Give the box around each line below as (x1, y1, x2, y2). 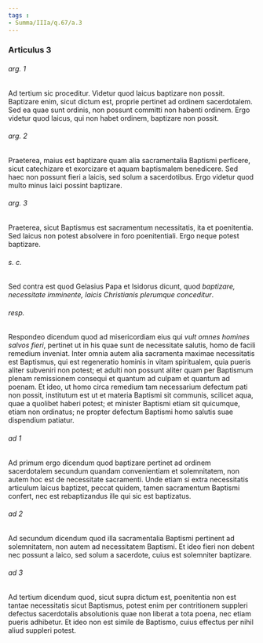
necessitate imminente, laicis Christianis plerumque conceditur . (8, 290, 214, 300)
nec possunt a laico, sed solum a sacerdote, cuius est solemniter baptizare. (8, 550, 252, 559)
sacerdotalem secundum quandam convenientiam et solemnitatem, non (8, 466, 240, 475)
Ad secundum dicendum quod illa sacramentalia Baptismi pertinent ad (8, 533, 236, 543)
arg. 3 (8, 198, 27, 208)
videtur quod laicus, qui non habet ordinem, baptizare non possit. (8, 113, 220, 122)
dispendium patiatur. (8, 416, 75, 425)
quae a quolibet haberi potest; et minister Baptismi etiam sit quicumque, (8, 399, 241, 409)
